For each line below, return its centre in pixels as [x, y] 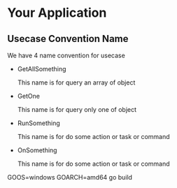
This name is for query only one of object [77, 109]
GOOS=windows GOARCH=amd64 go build [70, 177]
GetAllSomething [42, 69]
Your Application [57, 13]
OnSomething [37, 150]
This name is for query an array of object [76, 82]
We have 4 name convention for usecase [66, 55]
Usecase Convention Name [68, 39]
